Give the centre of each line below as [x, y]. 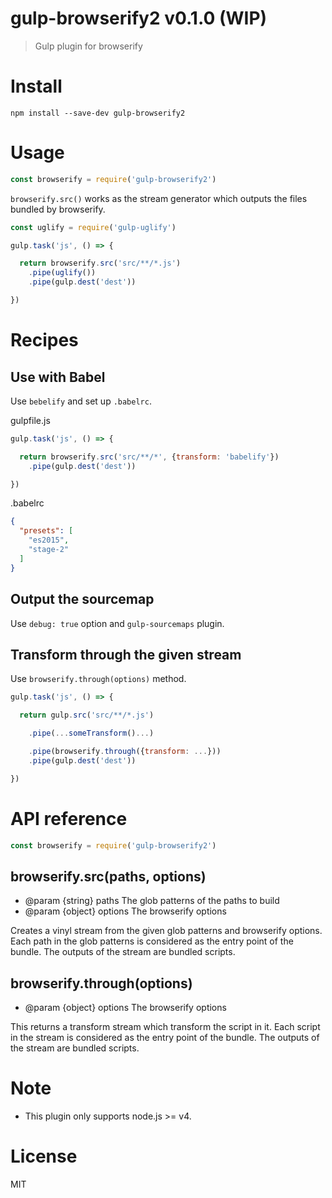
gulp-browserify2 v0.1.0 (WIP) [139, 18]
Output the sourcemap [82, 599]
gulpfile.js [30, 420]
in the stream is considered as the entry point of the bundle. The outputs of [165, 1037]
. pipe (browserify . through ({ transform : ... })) [125, 751]
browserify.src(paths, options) [108, 876]
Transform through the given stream [126, 654]
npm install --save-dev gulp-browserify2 [98, 113]
